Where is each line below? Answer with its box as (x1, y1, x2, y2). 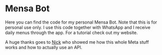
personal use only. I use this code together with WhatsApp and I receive (5, 24, 151, 30)
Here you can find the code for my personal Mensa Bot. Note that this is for (5, 19, 157, 25)
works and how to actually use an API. (5, 44, 82, 50)
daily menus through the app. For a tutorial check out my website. (5, 29, 138, 35)
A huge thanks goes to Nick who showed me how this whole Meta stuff (5, 39, 149, 45)
